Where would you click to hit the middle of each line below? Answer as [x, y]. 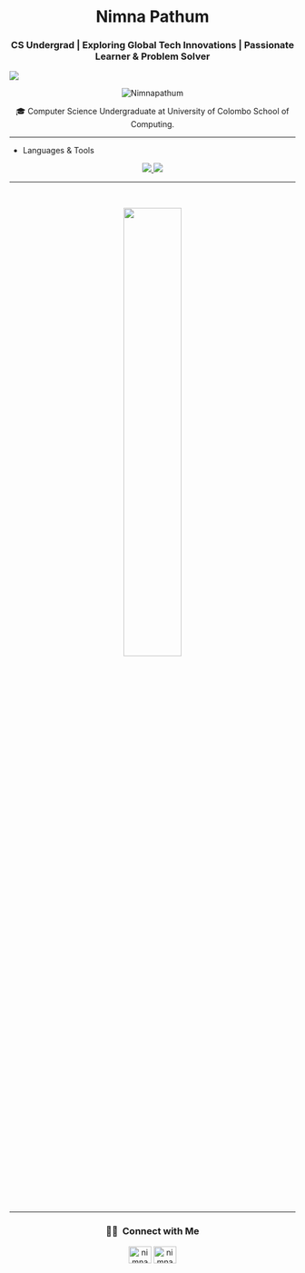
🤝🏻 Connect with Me [152, 1231]
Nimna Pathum [152, 17]
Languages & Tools [59, 151]
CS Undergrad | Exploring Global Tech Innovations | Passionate [152, 45]
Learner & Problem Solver [152, 56]
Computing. [152, 124]
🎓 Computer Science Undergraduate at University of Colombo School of [152, 112]
